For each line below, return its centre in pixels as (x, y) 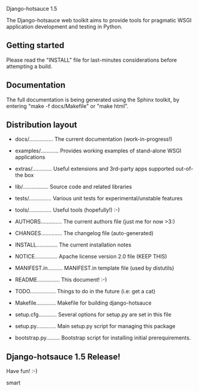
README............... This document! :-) (61, 280)
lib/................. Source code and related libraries (73, 187)
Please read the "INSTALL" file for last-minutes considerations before (92, 60)
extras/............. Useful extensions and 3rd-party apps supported (94, 169)
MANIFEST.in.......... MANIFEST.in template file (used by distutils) (94, 268)
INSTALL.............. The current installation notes (73, 245)
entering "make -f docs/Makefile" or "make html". (67, 106)
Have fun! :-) (22, 371)
